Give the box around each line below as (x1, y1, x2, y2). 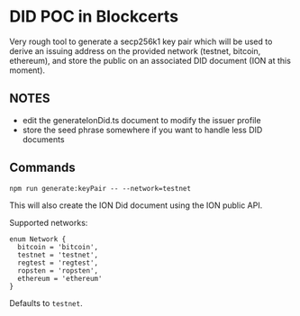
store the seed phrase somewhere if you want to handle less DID (22, 124, 263, 135)
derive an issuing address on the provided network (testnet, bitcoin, (9, 45, 261, 56)
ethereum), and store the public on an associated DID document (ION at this (9, 55, 291, 66)
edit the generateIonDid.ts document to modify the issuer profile (22, 114, 261, 125)
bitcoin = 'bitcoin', (17, 242, 99, 251)
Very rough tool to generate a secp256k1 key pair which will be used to (9, 36, 273, 47)
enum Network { (9, 234, 67, 244)
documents (22, 133, 65, 145)
